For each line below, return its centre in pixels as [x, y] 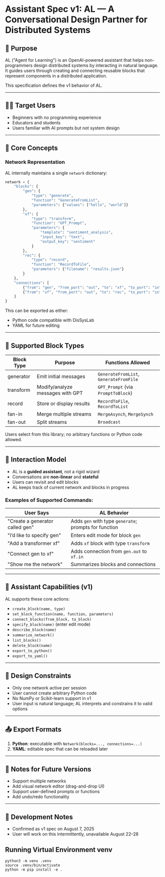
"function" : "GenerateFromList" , [65, 200]
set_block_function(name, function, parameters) [63, 614]
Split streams [52, 422]
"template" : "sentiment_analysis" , [76, 232]
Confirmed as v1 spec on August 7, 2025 [53, 829]
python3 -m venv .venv [28, 861]
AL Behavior [114, 513]
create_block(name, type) [39, 609]
